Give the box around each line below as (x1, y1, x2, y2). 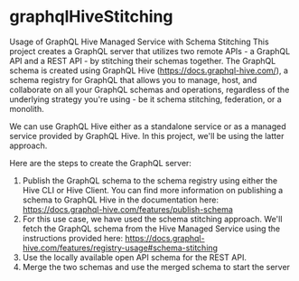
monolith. (9, 103, 44, 114)
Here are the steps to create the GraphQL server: (9, 157, 192, 168)
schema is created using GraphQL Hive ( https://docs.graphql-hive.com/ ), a (9, 65, 289, 76)
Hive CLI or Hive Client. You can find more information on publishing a (22, 184, 284, 195)
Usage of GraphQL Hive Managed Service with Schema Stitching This (9, 36, 269, 47)
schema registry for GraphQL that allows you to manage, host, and (9, 74, 257, 85)
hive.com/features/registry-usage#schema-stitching (22, 242, 219, 253)
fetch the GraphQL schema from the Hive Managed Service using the (22, 223, 281, 234)
